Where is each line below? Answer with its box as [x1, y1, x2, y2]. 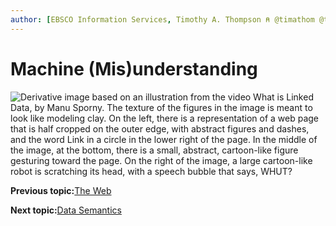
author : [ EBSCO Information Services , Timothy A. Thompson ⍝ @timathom [10, 14, 315, 25]
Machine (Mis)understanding [10, 57, 258, 80]
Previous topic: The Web [10, 184, 112, 196]
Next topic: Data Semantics [10, 204, 122, 216]
